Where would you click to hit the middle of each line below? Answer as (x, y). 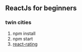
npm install (24, 33)
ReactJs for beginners (41, 8)
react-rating (25, 44)
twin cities (18, 22)
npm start (23, 38)
